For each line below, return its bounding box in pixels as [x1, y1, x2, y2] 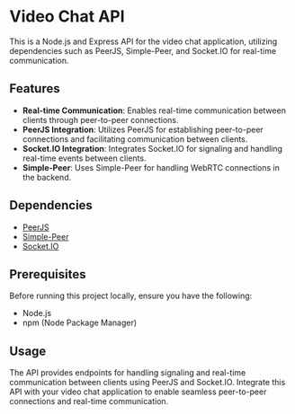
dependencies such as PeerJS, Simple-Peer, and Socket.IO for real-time [9, 45, 277, 56]
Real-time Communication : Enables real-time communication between [22, 105, 286, 116]
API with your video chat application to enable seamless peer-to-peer [9, 386, 267, 397]
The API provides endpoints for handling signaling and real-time [9, 367, 246, 378]
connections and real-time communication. [9, 396, 169, 407]
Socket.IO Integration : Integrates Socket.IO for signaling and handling [22, 143, 283, 154]
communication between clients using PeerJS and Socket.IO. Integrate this [9, 377, 286, 388]
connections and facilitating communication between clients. [22, 133, 248, 145]
